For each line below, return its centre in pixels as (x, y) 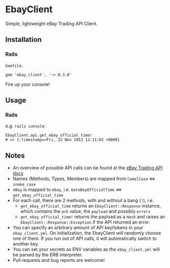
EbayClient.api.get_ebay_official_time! (49, 136)
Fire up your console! (28, 84)
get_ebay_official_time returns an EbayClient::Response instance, (91, 206)
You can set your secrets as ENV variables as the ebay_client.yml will (86, 250)
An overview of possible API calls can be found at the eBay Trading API (88, 168)
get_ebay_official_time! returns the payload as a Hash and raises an (93, 217)
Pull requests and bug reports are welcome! (59, 260)
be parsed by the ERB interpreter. (48, 255)
